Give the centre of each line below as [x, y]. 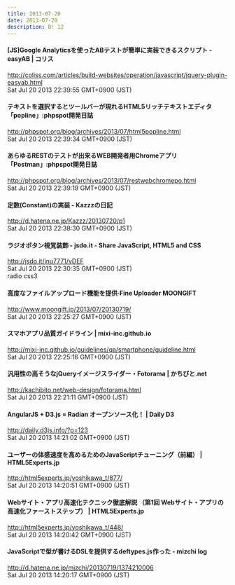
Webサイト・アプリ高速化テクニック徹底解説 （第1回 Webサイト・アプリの [115, 502]
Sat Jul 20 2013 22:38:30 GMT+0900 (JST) [70, 228]
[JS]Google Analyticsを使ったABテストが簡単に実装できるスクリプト [108, 50]
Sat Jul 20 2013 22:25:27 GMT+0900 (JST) [69, 317]
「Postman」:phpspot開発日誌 [52, 165]
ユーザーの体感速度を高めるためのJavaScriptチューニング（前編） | [105, 454]
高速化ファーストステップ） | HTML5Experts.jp [76, 511]
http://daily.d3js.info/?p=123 [48, 430]
